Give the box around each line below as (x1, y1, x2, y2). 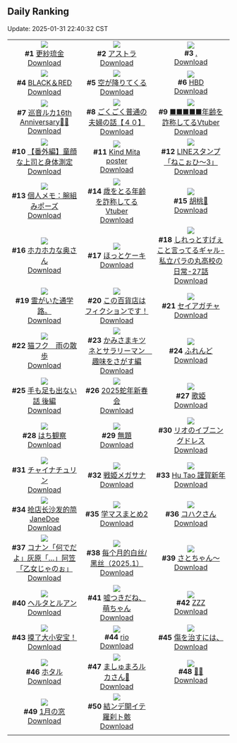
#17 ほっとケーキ (87, 250, 146, 260)
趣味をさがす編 (91, 356, 142, 366)
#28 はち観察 (22, 430, 67, 440)
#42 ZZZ (176, 598, 206, 608)
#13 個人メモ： (11, 191, 63, 200)
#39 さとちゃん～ (162, 553, 220, 563)
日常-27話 (173, 266, 209, 276)
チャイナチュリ (27, 465, 78, 475)
